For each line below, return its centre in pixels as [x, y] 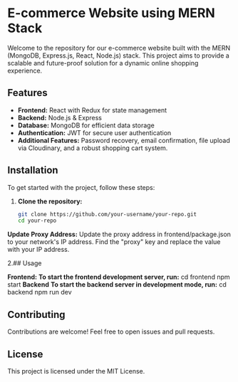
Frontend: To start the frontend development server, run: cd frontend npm [119, 277]
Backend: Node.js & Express [59, 117]
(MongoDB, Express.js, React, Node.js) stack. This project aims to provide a [118, 55]
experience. [25, 70]
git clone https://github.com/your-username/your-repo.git [107, 214]
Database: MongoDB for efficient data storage [86, 125]
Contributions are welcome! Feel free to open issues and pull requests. [111, 331]
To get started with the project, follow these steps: [81, 187]
